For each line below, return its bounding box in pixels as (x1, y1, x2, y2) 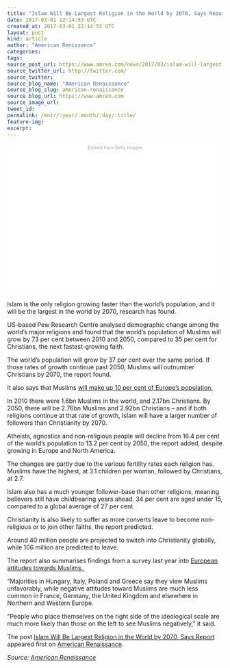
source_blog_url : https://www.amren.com (7, 93, 125, 100)
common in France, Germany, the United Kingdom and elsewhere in (7, 592, 199, 600)
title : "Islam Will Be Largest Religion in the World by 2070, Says (7, 10, 207, 17)
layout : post (7, 29, 44, 36)
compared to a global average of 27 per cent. (7, 502, 135, 510)
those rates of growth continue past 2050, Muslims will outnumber (7, 363, 195, 371)
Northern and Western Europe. (7, 599, 94, 607)
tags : (7, 55, 23, 62)
